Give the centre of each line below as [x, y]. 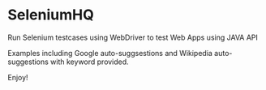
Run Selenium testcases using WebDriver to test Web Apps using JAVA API [133, 37]
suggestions [28, 62]
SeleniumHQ [51, 15]
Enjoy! [18, 77]
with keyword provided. [90, 62]
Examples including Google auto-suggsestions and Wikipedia [110, 53]
